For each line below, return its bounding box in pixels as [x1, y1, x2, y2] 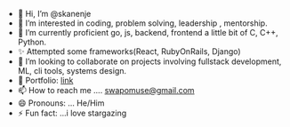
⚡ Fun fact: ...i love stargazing [17, 107, 127, 118]
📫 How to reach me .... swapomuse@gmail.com [17, 85, 195, 95]
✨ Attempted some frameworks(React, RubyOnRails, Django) [17, 46, 242, 57]
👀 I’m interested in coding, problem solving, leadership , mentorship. [17, 18, 269, 28]
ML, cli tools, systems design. [17, 66, 127, 75]
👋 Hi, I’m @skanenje [17, 9, 92, 19]
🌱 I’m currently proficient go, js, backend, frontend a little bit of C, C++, [17, 28, 278, 37]
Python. [17, 36, 47, 47]
